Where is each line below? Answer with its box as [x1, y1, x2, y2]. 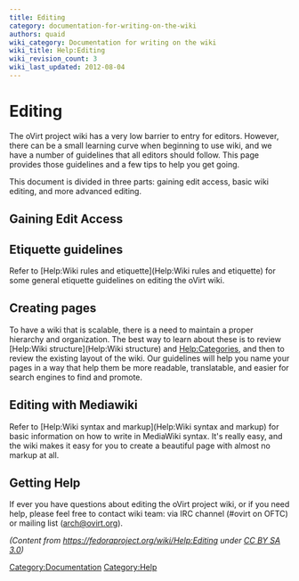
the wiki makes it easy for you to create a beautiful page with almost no [9, 440, 271, 451]
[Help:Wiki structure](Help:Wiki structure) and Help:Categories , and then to [9, 343, 285, 354]
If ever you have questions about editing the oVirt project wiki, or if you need [9, 499, 290, 510]
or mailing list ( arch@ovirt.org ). [9, 518, 123, 528]
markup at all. [9, 449, 60, 460]
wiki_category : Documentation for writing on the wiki [9, 37, 217, 47]
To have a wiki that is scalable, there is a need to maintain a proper [9, 324, 254, 335]
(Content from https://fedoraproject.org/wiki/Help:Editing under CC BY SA [9, 536, 281, 546]
